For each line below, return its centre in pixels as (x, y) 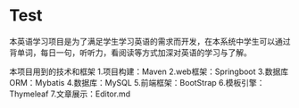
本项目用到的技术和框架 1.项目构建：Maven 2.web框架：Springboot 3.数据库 (149, 71)
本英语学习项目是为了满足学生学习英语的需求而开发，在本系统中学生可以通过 (150, 41)
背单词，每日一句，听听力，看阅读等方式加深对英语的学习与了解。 (130, 52)
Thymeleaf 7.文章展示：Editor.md (70, 94)
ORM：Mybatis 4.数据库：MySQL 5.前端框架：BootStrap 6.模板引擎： (137, 82)
